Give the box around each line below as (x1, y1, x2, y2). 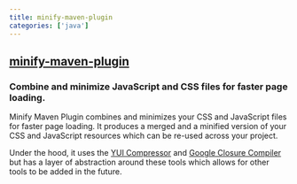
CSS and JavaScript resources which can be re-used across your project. (9, 130, 278, 142)
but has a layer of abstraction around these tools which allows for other (9, 157, 270, 168)
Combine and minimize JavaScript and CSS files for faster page (9, 80, 288, 93)
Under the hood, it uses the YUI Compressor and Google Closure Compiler (9, 148, 282, 158)
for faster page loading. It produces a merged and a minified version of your (9, 121, 287, 132)
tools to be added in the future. (9, 166, 122, 177)
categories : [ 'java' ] (9, 21, 90, 30)
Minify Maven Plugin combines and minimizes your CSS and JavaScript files (9, 111, 287, 122)
